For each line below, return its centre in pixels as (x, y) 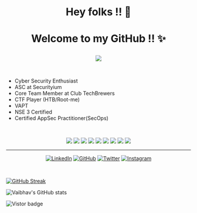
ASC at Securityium (38, 87)
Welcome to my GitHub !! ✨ (98, 39)
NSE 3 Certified (33, 112)
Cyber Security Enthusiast (46, 81)
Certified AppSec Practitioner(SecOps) (61, 118)
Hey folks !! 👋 (98, 12)
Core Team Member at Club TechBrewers (65, 94)
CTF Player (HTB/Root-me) (47, 99)
